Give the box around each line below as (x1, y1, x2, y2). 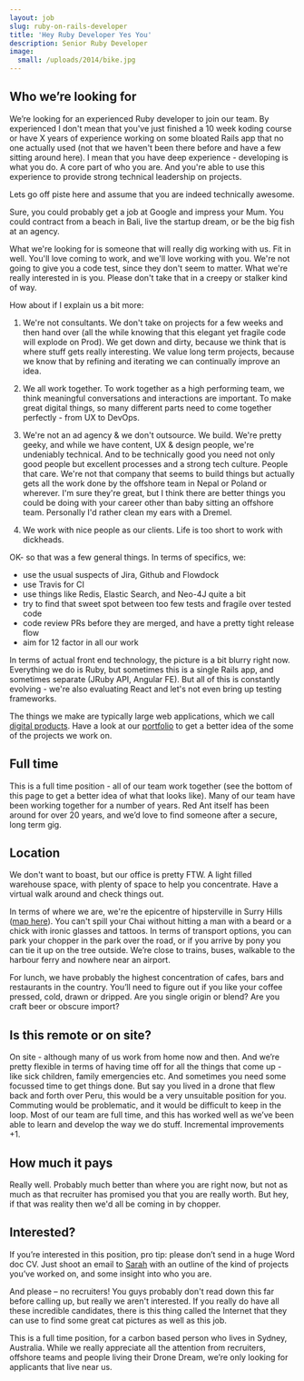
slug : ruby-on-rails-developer (9, 22, 128, 31)
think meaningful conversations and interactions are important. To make (22, 392, 292, 403)
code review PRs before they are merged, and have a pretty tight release (22, 617, 295, 628)
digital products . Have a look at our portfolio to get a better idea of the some (9, 720, 294, 731)
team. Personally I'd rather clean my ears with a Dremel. (22, 506, 233, 518)
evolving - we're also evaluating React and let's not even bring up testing (9, 683, 282, 694)
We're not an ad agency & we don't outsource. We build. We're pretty (22, 429, 282, 441)
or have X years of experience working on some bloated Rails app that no (9, 133, 284, 144)
